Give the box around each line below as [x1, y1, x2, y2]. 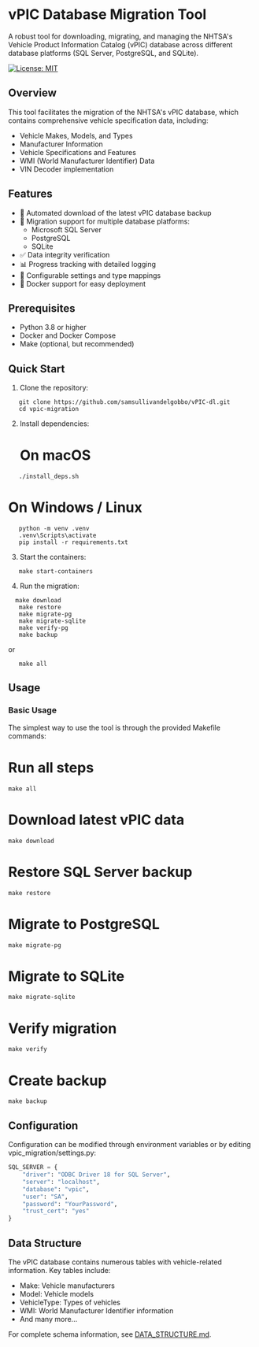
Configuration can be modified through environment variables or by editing [8, 1140, 251, 1149]
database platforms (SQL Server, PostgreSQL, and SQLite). [8, 48, 199, 57]
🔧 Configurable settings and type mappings [19, 270, 161, 280]
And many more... [19, 1314, 78, 1323]
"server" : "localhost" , [22, 1178, 101, 1186]
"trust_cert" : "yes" [22, 1207, 90, 1216]
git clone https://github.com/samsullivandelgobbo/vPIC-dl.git [18, 398, 231, 406]
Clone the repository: [19, 383, 89, 393]
